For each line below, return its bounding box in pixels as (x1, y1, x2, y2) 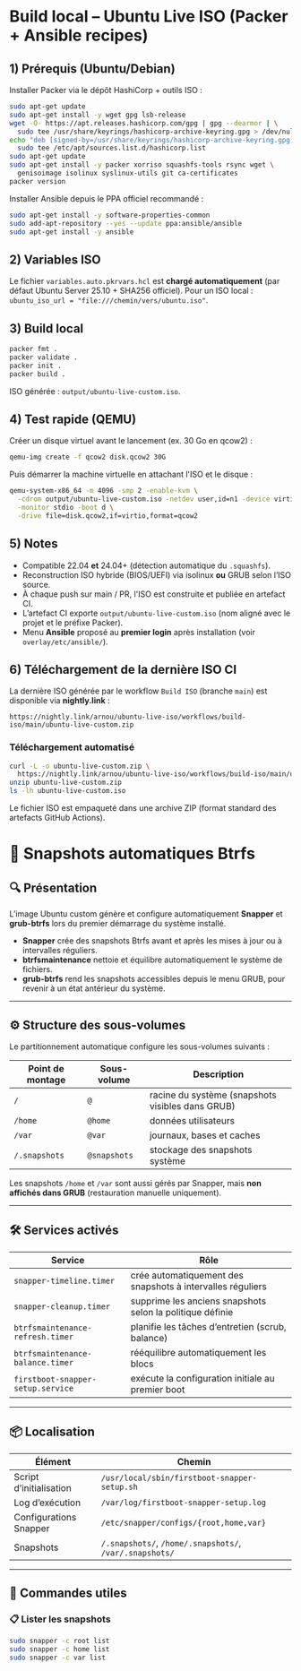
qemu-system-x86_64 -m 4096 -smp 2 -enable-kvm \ (9, 487, 199, 495)
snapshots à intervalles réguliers (130, 1279, 267, 1292)
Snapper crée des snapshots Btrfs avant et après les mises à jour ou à (21, 935, 282, 946)
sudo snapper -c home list (9, 1645, 110, 1654)
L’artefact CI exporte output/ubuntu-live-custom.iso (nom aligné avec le (21, 607, 291, 618)
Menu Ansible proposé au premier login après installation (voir (21, 626, 255, 637)
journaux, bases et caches (149, 1129, 261, 1141)
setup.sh (100, 1481, 139, 1492)
